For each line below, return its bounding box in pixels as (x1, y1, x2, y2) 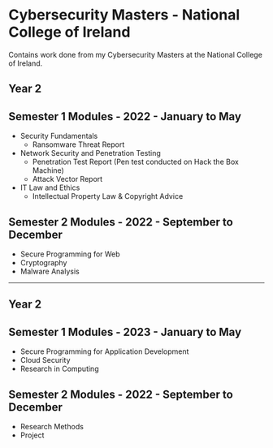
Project (19, 430, 45, 440)
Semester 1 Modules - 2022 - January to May (8, 110, 242, 123)
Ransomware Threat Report (32, 140, 125, 149)
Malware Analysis (19, 266, 80, 276)
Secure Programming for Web (19, 249, 120, 259)
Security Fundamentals (19, 131, 98, 141)
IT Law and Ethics (19, 183, 80, 192)
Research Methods (19, 421, 84, 431)
